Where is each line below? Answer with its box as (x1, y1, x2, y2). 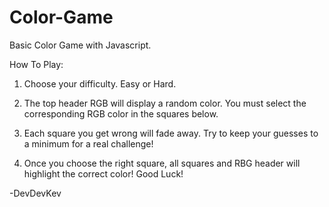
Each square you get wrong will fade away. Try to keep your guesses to (23, 127, 319, 139)
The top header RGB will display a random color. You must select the (23, 97, 307, 109)
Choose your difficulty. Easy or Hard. (23, 77, 177, 90)
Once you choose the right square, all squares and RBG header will (23, 157, 301, 169)
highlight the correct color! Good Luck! (23, 167, 184, 180)
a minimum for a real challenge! (23, 137, 154, 150)
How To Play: (9, 58, 64, 70)
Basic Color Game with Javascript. (9, 39, 152, 51)
